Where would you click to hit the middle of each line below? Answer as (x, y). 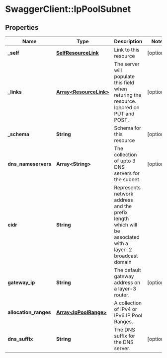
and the (123, 206)
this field (124, 83)
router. (122, 295)
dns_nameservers (30, 164)
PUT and (124, 114)
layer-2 (123, 250)
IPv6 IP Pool (128, 315)
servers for (127, 173)
